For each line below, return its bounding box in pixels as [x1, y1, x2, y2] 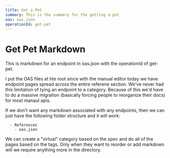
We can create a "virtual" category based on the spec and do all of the [5, 136, 154, 142]
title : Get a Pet [5, 7, 42, 13]
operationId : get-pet [5, 21, 51, 27]
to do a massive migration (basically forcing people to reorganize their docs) [5, 92, 165, 98]
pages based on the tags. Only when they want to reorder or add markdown [5, 141, 164, 148]
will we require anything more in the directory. [5, 147, 102, 153]
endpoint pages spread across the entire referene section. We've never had [5, 81, 164, 87]
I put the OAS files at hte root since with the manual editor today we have [5, 76, 158, 82]
